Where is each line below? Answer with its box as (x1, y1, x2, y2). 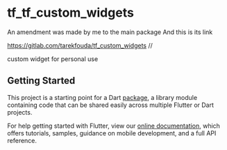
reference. (7, 136, 37, 144)
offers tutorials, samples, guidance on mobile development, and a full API (7, 128, 217, 137)
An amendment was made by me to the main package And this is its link (7, 28, 213, 36)
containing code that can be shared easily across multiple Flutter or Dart (7, 101, 214, 109)
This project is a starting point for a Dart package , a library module (7, 93, 198, 101)
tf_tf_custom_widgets (7, 5, 134, 21)
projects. (7, 108, 33, 116)
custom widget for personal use (7, 54, 99, 63)
